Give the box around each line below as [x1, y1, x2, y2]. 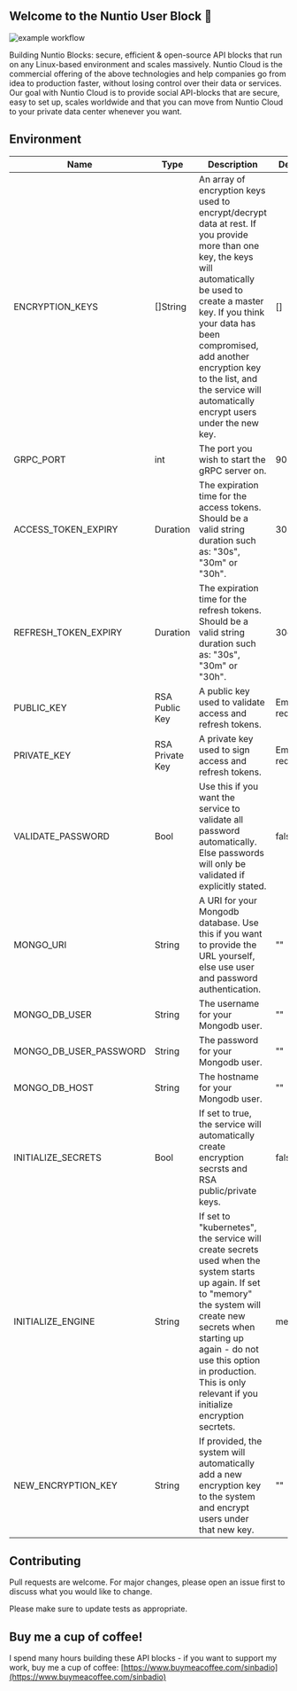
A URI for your [198, 894, 258, 907]
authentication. [198, 983, 262, 995]
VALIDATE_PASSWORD [13, 830, 110, 842]
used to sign [198, 744, 250, 756]
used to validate [198, 696, 265, 708]
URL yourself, [198, 949, 255, 962]
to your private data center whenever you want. [9, 105, 183, 116]
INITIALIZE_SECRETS [13, 1151, 102, 1164]
